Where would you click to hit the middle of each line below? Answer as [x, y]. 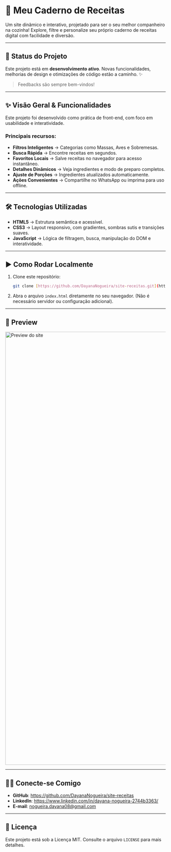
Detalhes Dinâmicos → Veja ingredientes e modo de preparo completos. [89, 169]
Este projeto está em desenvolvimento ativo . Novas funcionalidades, [78, 69]
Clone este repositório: [37, 277]
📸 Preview [21, 322]
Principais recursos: [31, 136]
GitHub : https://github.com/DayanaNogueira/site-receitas [73, 795]
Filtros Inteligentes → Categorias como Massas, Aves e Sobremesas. [85, 147]
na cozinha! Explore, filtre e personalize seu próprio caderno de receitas [81, 30]
